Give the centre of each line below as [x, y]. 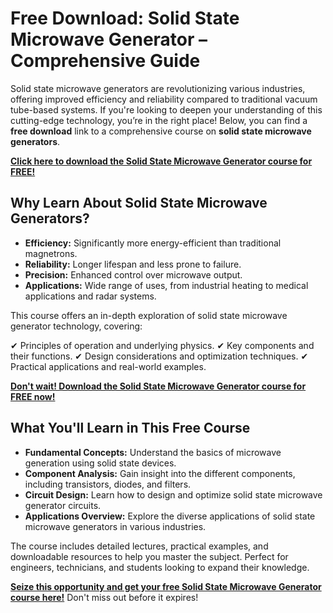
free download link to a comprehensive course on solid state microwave [161, 131]
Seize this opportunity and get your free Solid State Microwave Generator [166, 586]
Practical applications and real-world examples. [108, 366]
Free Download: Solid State [125, 18]
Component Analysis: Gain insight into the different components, [160, 473]
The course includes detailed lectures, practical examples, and [139, 546]
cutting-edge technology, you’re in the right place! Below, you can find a [159, 120]
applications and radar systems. [90, 296]
